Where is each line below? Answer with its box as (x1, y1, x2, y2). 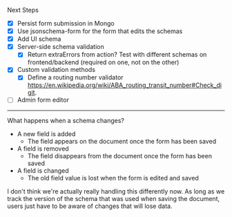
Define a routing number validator (27, 73, 124, 82)
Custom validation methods (17, 66, 95, 74)
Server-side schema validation (17, 43, 105, 51)
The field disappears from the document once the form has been (27, 151, 213, 160)
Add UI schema (17, 35, 61, 44)
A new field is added (17, 129, 76, 138)
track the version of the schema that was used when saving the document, (7, 194, 220, 202)
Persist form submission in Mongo (17, 19, 115, 27)
